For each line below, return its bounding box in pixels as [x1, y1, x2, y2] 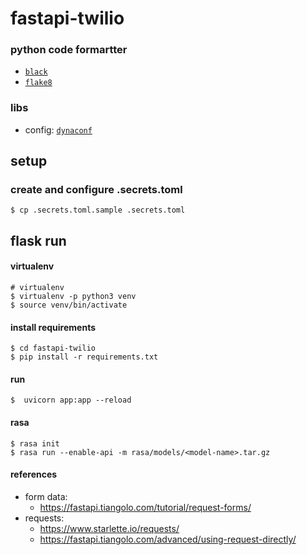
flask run [10, 232, 67, 249]
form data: [24, 490, 68, 502]
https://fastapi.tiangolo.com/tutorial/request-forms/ [39, 501, 252, 513]
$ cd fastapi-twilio [10, 343, 97, 354]
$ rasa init [10, 438, 60, 449]
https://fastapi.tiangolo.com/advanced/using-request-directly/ [39, 533, 297, 545]
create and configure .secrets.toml [10, 183, 183, 197]
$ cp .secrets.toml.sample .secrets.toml [10, 205, 186, 216]
